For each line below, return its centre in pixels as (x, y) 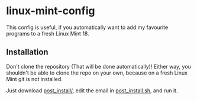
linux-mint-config (51, 11)
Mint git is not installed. (35, 79)
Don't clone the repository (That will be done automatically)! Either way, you (98, 66)
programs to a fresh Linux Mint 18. (48, 33)
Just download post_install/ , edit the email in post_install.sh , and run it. (92, 91)
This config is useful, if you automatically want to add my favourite (87, 27)
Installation (27, 52)
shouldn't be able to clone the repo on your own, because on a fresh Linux (97, 73)
